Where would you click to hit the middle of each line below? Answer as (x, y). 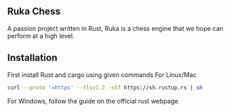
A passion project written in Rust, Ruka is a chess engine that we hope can (115, 28)
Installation (32, 58)
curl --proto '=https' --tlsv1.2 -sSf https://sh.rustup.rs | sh (105, 87)
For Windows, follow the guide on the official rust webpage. (94, 101)
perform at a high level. (41, 36)
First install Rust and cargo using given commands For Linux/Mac (102, 75)
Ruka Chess (34, 12)
